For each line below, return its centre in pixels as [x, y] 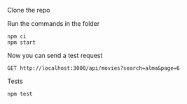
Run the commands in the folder [54, 23]
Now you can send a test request [55, 55]
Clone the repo [29, 10]
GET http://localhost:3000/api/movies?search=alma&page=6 [93, 68]
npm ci [17, 36]
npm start [22, 43]
